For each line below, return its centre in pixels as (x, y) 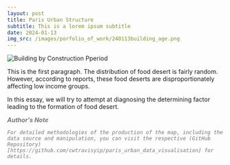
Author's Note (28, 120)
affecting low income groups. (49, 86)
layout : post (26, 13)
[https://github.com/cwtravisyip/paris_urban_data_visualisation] (104, 151)
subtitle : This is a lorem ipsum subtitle (69, 26)
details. (20, 157)
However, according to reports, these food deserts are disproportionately (111, 79)
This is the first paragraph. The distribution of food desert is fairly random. (113, 72)
